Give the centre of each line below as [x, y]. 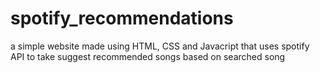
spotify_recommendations [122, 18]
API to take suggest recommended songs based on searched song [148, 56]
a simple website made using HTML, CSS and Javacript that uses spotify [160, 46]
